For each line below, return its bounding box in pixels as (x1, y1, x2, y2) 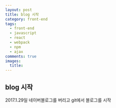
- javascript (9, 30, 37, 35)
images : (5, 58, 21, 63)
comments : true (5, 53, 37, 59)
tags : (5, 21, 16, 26)
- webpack (9, 40, 30, 45)
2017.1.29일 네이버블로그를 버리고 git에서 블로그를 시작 (5, 97, 111, 103)
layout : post (5, 7, 32, 12)
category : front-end (5, 16, 48, 21)
